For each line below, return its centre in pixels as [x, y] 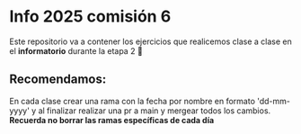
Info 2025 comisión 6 [90, 17]
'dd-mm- [274, 101]
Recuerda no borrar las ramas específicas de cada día [112, 120]
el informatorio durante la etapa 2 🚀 [76, 50]
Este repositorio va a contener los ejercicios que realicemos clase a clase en [150, 41]
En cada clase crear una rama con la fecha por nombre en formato [133, 101]
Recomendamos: [58, 80]
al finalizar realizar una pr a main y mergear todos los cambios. [155, 111]
